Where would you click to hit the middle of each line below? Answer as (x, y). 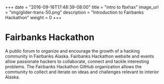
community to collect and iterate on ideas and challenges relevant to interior (82, 72)
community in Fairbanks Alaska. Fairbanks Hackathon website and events (80, 56)
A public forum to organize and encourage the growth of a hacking (72, 51)
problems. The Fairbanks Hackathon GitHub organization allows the (73, 66)
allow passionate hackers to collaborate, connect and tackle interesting (77, 61)
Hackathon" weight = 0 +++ (33, 17)
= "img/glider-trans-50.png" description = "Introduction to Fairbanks (74, 12)
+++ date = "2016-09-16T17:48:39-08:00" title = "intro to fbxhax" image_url (82, 7)
